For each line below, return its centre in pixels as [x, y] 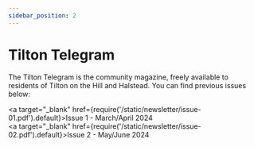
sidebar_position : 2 [43, 15]
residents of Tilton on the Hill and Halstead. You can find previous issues [127, 85]
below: [19, 94]
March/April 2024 [124, 118]
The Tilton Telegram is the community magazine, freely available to [119, 77]
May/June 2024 [124, 134]
